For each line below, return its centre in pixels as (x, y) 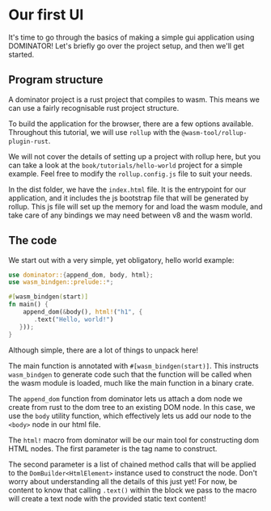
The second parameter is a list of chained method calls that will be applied (132, 464)
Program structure (56, 80)
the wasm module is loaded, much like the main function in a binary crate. (131, 382)
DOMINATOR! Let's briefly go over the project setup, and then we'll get (126, 45)
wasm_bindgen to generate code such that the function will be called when (130, 374)
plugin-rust (28, 141)
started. (21, 54)
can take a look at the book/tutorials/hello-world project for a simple (125, 165)
